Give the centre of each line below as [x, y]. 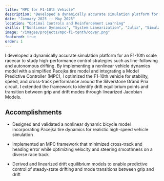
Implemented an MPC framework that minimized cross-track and [77, 144]
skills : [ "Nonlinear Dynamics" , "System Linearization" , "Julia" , [74, 28]
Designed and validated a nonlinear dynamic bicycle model [71, 124]
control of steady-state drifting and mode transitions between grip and [83, 169]
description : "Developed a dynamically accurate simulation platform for [82, 14]
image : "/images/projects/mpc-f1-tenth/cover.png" [58, 32]
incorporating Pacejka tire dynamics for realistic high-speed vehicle [80, 129]
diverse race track [30, 154]
